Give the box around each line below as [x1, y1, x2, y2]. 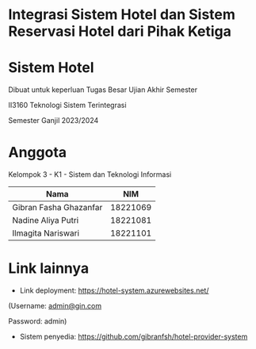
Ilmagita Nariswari [12, 228, 80, 239]
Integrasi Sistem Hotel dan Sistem [8, 6, 236, 24]
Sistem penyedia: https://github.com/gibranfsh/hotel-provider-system [19, 332, 248, 341]
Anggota [8, 144, 67, 162]
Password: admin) [8, 316, 67, 326]
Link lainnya [8, 259, 90, 278]
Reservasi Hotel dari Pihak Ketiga [8, 22, 232, 40]
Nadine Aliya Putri [12, 215, 79, 226]
